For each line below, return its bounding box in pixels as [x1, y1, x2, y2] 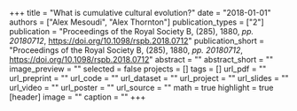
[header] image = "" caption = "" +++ [9, 92, 146, 102]
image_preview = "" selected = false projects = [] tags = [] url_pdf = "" [9, 63, 267, 74]
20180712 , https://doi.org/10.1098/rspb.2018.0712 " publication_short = [9, 35, 264, 46]
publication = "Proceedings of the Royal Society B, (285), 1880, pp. [9, 26, 254, 36]
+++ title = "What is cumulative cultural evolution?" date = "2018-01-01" [9, 8, 272, 18]
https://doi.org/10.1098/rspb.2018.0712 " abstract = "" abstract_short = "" [9, 55, 274, 64]
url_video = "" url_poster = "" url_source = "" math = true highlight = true [9, 83, 274, 92]
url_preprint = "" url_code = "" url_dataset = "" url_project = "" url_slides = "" [9, 73, 289, 83]
